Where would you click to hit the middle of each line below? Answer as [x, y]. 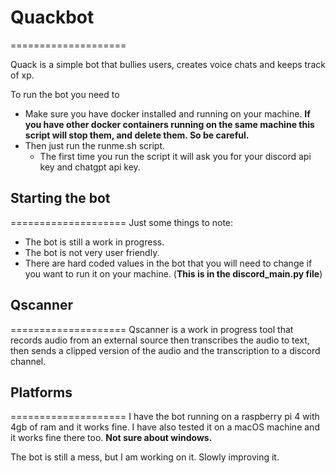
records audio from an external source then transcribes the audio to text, [160, 340]
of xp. [22, 75]
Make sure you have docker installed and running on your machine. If [167, 113]
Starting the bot [60, 198]
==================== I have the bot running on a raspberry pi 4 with [165, 417]
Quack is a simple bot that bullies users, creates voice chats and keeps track [168, 64]
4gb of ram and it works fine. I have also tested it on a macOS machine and [165, 427]
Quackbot [52, 17]
